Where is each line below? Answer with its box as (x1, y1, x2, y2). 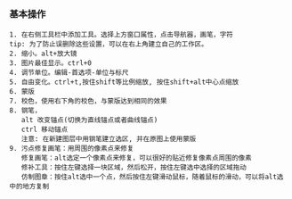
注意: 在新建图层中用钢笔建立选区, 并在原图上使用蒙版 (20, 135, 197, 144)
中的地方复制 (9, 182, 50, 191)
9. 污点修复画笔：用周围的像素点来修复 (9, 145, 134, 153)
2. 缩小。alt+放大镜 (9, 49, 77, 59)
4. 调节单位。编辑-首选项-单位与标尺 (9, 69, 129, 78)
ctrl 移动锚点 (20, 125, 69, 135)
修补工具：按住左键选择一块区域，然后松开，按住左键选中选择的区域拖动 (20, 163, 247, 172)
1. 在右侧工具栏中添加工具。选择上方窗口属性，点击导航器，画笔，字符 (9, 30, 233, 39)
